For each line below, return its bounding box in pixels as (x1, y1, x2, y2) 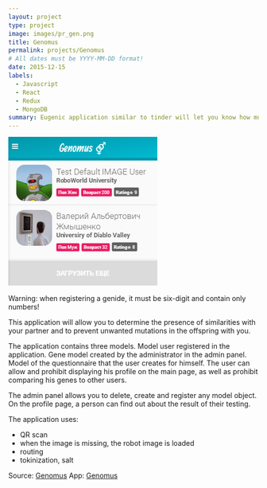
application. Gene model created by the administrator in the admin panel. (8, 350, 247, 360)
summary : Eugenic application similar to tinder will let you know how (8, 114, 250, 122)
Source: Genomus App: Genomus (8, 470, 118, 481)
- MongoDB (15, 105, 48, 113)
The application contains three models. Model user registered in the (8, 342, 230, 351)
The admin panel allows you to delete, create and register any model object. (8, 391, 257, 400)
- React (15, 88, 41, 96)
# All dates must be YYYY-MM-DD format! (8, 55, 145, 63)
